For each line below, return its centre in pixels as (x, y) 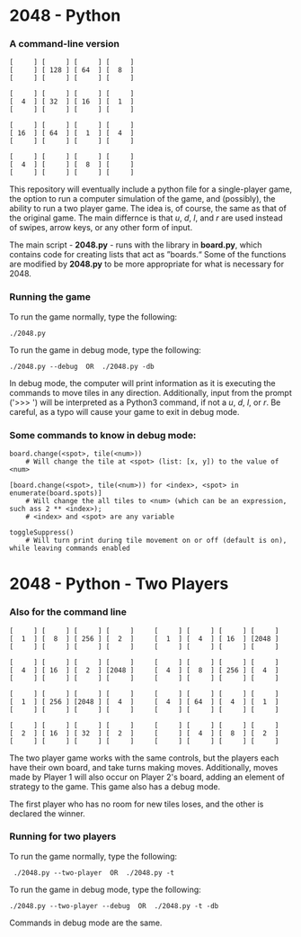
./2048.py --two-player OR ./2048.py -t (94, 873)
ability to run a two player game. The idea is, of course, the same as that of (148, 209)
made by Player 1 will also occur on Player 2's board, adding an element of (147, 777)
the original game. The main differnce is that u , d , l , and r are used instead (146, 218)
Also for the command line (68, 612)
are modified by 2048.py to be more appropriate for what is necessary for (147, 264)
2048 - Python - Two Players (119, 584)
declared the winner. (47, 813)
